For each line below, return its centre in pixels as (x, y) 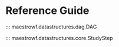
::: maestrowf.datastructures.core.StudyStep (59, 38)
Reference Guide (47, 11)
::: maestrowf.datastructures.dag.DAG (51, 27)
